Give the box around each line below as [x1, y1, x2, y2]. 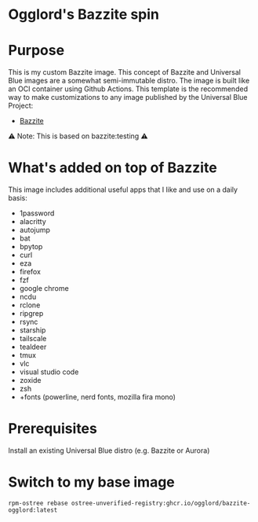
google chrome [19, 284, 69, 293]
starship [19, 325, 46, 335]
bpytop [19, 242, 43, 252]
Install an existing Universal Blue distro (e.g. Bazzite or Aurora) [8, 446, 210, 455]
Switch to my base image [8, 473, 175, 491]
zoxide [19, 376, 42, 385]
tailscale [19, 334, 47, 344]
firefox [19, 267, 42, 277]
